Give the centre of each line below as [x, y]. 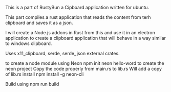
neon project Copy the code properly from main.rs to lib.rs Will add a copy [84, 69]
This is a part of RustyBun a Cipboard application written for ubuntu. [77, 7]
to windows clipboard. [29, 43]
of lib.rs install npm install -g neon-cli [45, 74]
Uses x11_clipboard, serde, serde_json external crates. [62, 53]
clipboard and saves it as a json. [39, 23]
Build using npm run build [32, 84]
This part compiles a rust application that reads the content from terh [78, 17]
